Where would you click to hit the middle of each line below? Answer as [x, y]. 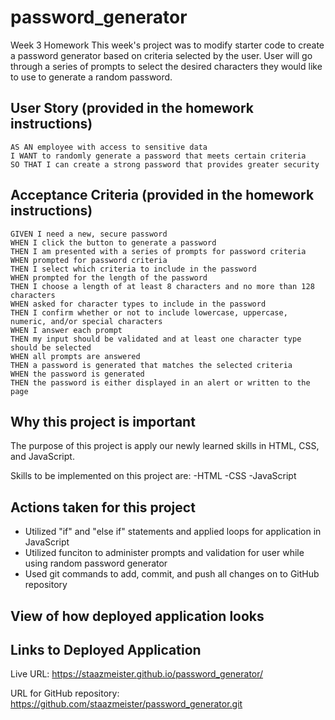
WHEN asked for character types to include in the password [138, 304]
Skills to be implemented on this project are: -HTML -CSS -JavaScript [153, 476]
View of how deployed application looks [137, 616]
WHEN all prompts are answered [75, 356]
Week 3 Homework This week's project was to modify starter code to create [167, 45]
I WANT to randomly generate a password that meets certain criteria [158, 156]
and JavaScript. [42, 457]
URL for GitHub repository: [65, 693]
